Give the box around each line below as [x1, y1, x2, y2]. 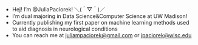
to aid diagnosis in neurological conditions [12, 25, 118, 32]
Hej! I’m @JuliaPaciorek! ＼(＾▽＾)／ [12, 6, 105, 13]
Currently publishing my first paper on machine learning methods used [12, 19, 189, 26]
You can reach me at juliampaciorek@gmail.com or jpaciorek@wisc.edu [12, 32, 192, 38]
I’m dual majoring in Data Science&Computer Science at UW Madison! [12, 13, 188, 20]
